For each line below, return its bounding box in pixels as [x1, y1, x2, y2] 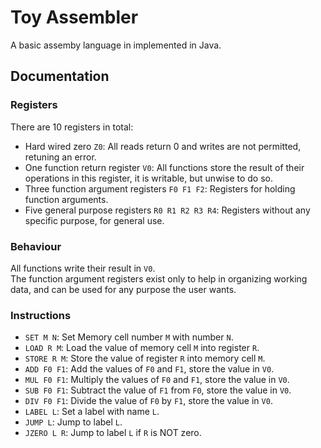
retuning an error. [24, 151, 97, 163]
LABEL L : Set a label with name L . [24, 406, 160, 418]
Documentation [10, 68, 110, 85]
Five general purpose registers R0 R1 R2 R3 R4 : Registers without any [24, 204, 311, 216]
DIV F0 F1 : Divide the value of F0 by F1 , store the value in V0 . [24, 395, 273, 407]
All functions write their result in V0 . [10, 262, 156, 274]
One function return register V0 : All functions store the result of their [24, 161, 305, 173]
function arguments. [24, 193, 109, 205]
